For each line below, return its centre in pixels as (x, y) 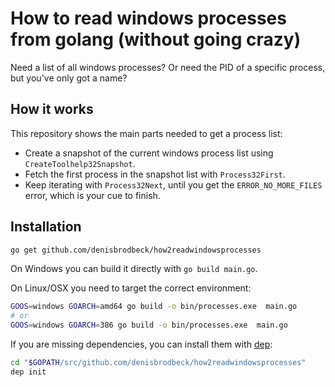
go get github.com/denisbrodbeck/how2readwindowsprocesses (136, 250)
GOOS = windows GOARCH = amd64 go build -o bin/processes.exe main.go (154, 307)
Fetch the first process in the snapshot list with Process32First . (155, 174)
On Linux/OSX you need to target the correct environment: (131, 288)
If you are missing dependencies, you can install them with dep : (141, 344)
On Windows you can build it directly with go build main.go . (134, 269)
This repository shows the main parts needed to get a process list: (146, 133)
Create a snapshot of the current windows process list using (149, 153)
